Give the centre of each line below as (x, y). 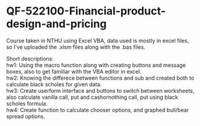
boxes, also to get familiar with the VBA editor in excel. (74, 71)
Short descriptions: (30, 58)
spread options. (26, 116)
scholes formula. (27, 103)
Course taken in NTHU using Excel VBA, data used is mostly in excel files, (98, 40)
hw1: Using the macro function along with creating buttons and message (96, 65)
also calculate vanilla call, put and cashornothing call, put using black (92, 97)
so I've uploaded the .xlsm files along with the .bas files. (76, 47)
